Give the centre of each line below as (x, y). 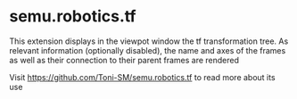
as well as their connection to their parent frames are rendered (124, 60)
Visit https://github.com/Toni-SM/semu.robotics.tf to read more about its (142, 77)
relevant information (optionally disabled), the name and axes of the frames (148, 50)
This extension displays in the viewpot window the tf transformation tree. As (149, 41)
